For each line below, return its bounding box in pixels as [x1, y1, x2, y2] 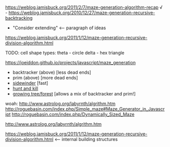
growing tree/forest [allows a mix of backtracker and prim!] [12, 91, 136, 96]
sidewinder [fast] [12, 80, 49, 86]
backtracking [5, 15, 33, 21]
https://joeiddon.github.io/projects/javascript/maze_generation [5, 60, 136, 65]
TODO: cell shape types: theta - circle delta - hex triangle [5, 50, 125, 56]
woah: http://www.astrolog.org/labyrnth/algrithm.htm [5, 101, 116, 107]
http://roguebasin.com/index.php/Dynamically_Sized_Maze [12, 111, 135, 117]
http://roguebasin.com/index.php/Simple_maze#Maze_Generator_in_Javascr [5, 106, 165, 112]
